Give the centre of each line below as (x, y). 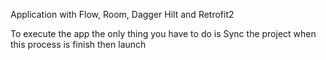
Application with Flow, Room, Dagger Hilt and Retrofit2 (122, 14)
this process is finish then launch (78, 44)
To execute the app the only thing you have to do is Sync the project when (163, 33)
